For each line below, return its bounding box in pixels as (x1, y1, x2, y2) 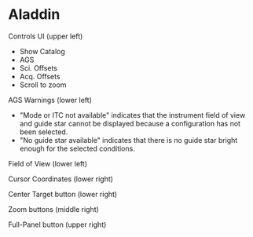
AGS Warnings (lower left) (8, 95, 92, 104)
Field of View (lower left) (8, 159, 88, 168)
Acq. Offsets (19, 71, 60, 81)
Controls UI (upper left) (8, 31, 83, 41)
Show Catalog (19, 46, 65, 56)
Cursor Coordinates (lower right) (8, 174, 114, 184)
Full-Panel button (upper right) (8, 220, 107, 229)
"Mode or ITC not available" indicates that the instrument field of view (19, 110, 246, 119)
